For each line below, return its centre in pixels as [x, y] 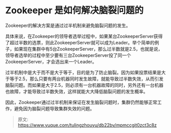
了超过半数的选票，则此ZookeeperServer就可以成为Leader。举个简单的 [80, 42]
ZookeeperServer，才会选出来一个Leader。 [51, 61]
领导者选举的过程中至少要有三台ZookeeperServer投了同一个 [68, 55]
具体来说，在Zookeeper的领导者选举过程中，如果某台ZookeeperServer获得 [84, 36]
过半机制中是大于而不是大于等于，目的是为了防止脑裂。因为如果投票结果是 [83, 72]
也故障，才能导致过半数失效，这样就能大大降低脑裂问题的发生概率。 [77, 91]
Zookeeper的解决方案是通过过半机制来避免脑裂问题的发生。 [68, 25]
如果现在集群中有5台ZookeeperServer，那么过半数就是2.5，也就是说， [88, 49]
